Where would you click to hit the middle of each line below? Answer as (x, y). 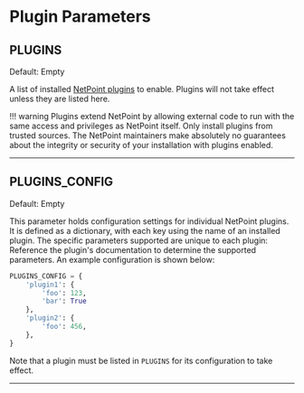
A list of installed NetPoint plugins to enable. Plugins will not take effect (142, 89)
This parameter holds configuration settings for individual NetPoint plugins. (149, 221)
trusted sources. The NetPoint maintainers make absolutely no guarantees (148, 136)
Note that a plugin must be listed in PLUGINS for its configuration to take (141, 360)
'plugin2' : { (50, 318)
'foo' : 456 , (65, 327)
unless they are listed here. (60, 98)
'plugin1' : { (50, 285)
